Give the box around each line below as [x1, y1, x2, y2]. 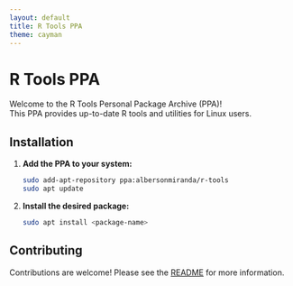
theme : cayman [9, 30, 63, 39]
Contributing [9, 243, 83, 258]
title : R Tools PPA [9, 22, 83, 31]
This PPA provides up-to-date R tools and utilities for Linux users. [9, 108, 252, 119]
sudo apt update [22, 184, 84, 193]
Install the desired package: [22, 200, 130, 211]
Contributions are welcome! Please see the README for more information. [9, 267, 285, 278]
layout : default [9, 13, 70, 23]
